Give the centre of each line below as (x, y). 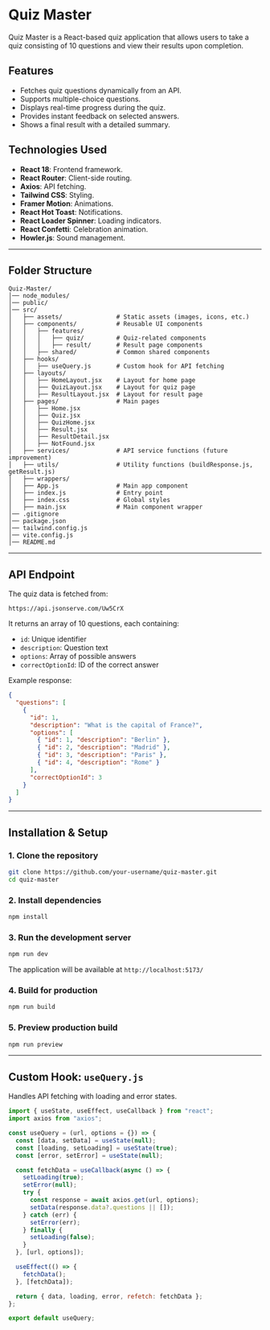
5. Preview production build (63, 1027)
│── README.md (32, 542)
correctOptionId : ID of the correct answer (89, 665)
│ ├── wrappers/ (39, 479)
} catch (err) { (50, 1215)
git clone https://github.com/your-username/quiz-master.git (113, 872)
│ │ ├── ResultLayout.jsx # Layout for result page (106, 395)
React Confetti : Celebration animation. (84, 229)
